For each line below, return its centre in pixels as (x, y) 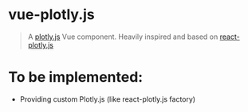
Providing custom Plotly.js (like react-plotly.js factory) (108, 99)
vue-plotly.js (52, 15)
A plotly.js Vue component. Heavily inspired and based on (123, 37)
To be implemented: (76, 77)
